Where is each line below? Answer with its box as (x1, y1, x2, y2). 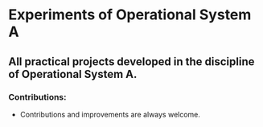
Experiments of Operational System (8, 6, 252, 24)
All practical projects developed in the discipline (8, 55, 255, 68)
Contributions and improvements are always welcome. (19, 109, 201, 119)
